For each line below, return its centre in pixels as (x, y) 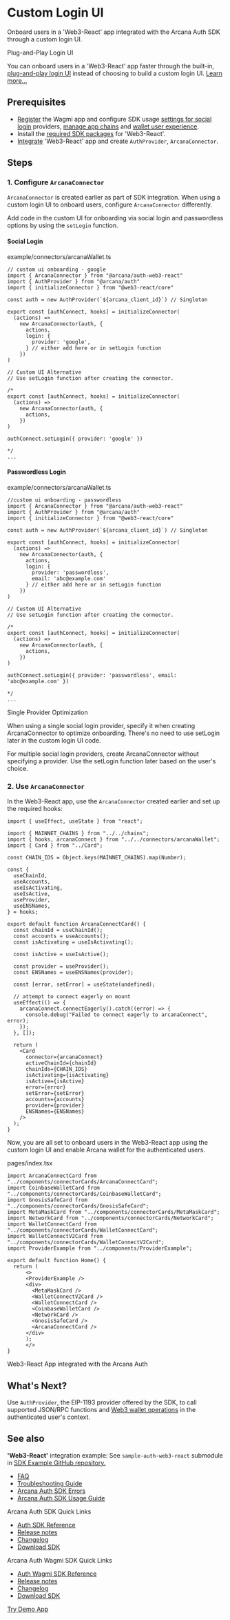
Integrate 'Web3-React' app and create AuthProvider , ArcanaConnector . (118, 141)
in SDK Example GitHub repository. (56, 1462)
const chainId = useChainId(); (58, 931)
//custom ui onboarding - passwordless (64, 500)
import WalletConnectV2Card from (55, 1237)
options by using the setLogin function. (63, 225)
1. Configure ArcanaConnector (56, 182)
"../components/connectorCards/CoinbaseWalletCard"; (84, 1194)
